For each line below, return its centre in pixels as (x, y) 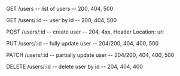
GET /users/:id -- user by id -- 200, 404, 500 (62, 20)
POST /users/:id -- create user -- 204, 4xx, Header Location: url (85, 32)
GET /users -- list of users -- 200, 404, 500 (60, 9)
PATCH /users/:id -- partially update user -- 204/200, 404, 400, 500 (90, 55)
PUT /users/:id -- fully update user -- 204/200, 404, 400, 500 (83, 43)
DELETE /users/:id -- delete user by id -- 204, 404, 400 (75, 66)
